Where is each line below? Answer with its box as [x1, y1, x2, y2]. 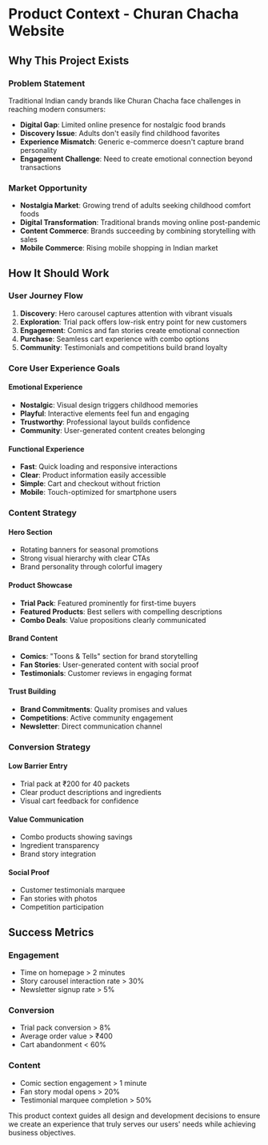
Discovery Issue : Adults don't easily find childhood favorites [19, 128, 220, 138]
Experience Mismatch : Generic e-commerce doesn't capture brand [19, 137, 244, 147]
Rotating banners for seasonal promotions [19, 545, 159, 555]
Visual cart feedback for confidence [19, 796, 139, 806]
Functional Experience [8, 444, 85, 453]
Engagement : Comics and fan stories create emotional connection [19, 325, 240, 335]
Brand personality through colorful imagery [19, 562, 162, 572]
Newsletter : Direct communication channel [19, 721, 162, 731]
